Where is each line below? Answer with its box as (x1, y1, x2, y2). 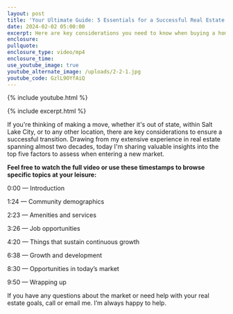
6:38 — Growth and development (7, 251, 103, 260)
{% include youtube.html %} (7, 94, 88, 102)
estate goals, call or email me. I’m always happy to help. (7, 299, 166, 307)
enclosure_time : (7, 55, 54, 62)
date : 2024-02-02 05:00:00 (7, 23, 85, 30)
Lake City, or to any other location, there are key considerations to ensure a (7, 128, 223, 136)
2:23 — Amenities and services (7, 211, 97, 219)
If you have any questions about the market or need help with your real (7, 292, 209, 300)
